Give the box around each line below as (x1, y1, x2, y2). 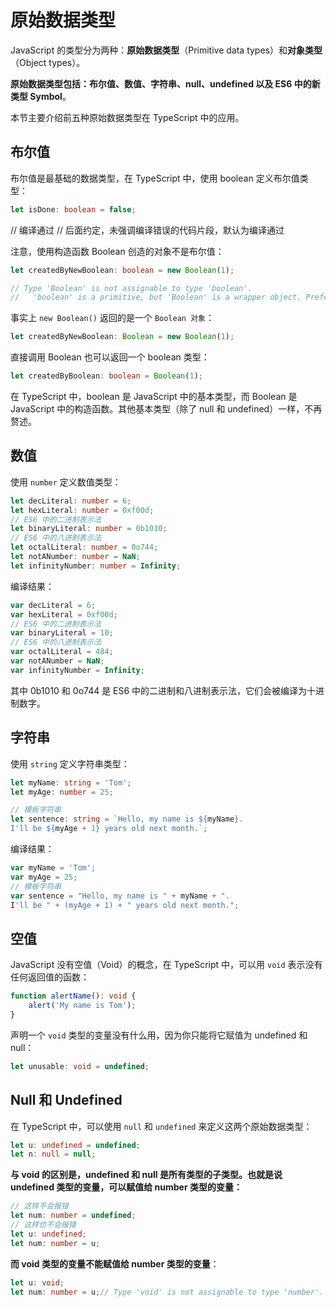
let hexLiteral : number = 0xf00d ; (10, 505, 155, 515)
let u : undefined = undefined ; (10, 1140, 141, 1150)
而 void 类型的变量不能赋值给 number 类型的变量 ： (10, 1257, 220, 1270)
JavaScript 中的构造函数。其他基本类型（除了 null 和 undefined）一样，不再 (10, 403, 323, 415)
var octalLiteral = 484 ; (10, 647, 114, 657)
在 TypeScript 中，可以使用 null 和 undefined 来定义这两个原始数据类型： (10, 1120, 313, 1132)
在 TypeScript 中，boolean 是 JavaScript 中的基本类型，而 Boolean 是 (10, 391, 298, 402)
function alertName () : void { (10, 991, 137, 1001)
